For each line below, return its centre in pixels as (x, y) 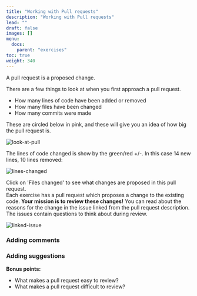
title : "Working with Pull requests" (52, 11)
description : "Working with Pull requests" (60, 17)
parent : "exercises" (42, 50)
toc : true (18, 55)
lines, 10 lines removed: (34, 159)
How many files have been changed (58, 107)
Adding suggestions (36, 256)
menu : (13, 39)
